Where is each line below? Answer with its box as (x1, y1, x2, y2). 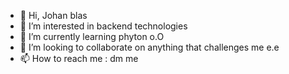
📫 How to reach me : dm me (19, 53, 139, 64)
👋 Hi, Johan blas (19, 10, 88, 21)
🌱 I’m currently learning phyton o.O (19, 31, 165, 42)
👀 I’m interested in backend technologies (19, 20, 188, 32)
